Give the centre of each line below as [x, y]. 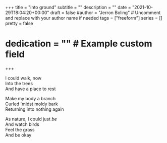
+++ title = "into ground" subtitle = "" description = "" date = [68, 7]
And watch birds [22, 124]
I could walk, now [23, 78]
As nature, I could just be [31, 119]
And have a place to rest [31, 89]
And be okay [18, 135]
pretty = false [19, 23]
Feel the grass [20, 129]
